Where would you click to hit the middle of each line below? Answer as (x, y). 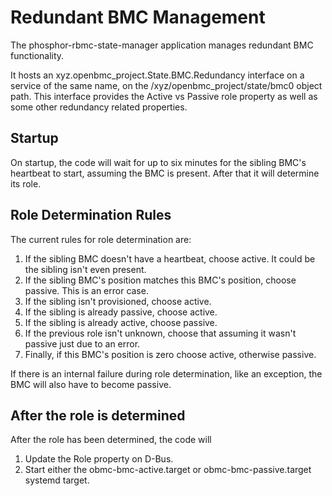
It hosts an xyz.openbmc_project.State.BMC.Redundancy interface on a (157, 75)
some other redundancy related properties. (99, 107)
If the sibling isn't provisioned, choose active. (118, 301)
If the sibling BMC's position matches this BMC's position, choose (160, 280)
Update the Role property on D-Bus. (99, 459)
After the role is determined (98, 415)
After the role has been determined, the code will (111, 440)
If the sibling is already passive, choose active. (121, 312)
